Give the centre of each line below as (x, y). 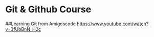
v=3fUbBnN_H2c (23, 29)
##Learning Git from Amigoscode (40, 24)
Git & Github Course (48, 10)
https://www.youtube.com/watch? (113, 24)
